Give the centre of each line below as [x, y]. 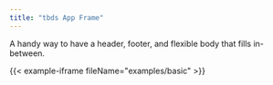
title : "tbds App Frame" [57, 18]
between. [27, 53]
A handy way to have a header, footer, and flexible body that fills [131, 43]
